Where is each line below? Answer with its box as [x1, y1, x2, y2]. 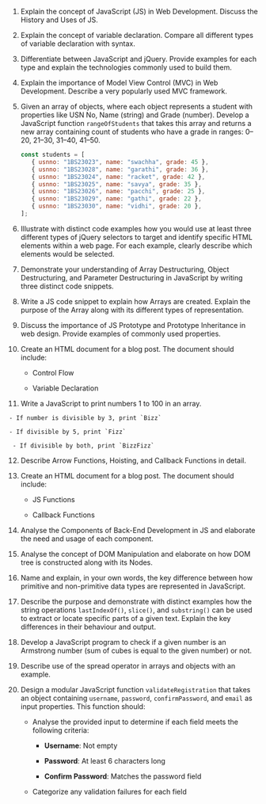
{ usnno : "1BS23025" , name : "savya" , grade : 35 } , [31, 180, 203, 189]
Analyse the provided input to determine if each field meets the [32, 717, 238, 726]
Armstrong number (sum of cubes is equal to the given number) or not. [20, 646, 253, 655]
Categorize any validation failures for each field [32, 787, 187, 796]
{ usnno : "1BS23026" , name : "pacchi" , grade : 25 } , [31, 188, 206, 196]
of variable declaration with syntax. [20, 39, 135, 48]
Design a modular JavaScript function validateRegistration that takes [20, 684, 251, 694]
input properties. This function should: [20, 701, 146, 711]
